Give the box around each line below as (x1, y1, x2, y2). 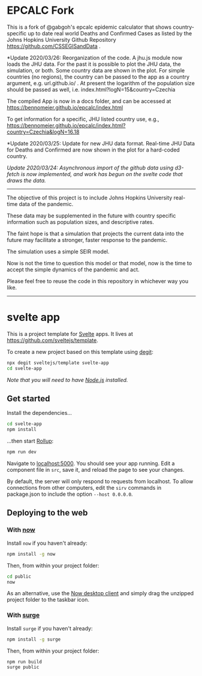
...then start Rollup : (7, 438, 54, 445)
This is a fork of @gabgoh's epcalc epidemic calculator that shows (7, 23, 172, 31)
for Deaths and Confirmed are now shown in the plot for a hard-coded (7, 146, 180, 153)
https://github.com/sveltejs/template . (7, 337, 98, 344)
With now (7, 526, 35, 534)
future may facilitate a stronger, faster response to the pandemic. (7, 236, 168, 243)
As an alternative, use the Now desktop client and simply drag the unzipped (7, 590, 194, 597)
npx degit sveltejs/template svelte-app (7, 360, 110, 366)
